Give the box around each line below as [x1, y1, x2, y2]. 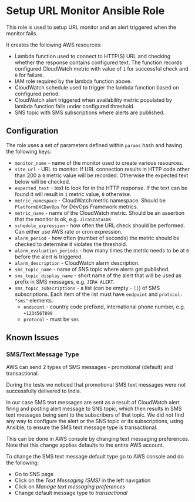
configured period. [14, 90, 60, 97]
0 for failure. [14, 71, 44, 78]
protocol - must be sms [23, 315, 79, 323]
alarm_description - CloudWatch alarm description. [14, 259, 140, 266]
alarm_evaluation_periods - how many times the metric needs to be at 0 [14, 247, 189, 254]
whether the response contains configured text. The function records [14, 59, 183, 66]
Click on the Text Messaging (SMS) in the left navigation [14, 477, 151, 484]
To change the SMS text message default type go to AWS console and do [6, 453, 184, 460]
